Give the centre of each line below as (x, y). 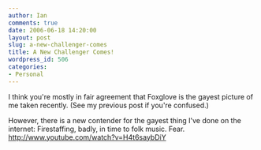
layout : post (30, 37)
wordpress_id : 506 (38, 60)
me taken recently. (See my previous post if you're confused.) (108, 105)
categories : (28, 67)
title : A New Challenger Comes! (61, 52)
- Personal (26, 74)
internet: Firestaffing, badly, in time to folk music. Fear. (97, 129)
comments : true (33, 23)
